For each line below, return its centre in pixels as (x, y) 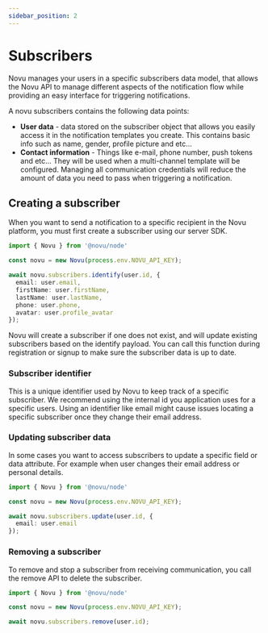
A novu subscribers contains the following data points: (99, 110)
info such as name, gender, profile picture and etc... (106, 144)
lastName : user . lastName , (59, 298)
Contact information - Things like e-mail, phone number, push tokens (136, 152)
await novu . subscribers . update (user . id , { (81, 516)
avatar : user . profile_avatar (65, 312)
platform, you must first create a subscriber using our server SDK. (118, 231)
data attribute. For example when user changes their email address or (124, 464)
